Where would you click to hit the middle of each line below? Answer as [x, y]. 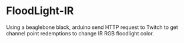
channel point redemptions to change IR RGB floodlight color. [80, 33]
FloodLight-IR [40, 11]
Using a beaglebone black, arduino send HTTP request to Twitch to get [92, 27]
